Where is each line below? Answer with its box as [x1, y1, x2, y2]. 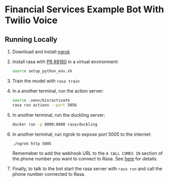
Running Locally [5, 35, 57, 44]
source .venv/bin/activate [12, 98, 70, 103]
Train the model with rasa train [12, 78, 80, 84]
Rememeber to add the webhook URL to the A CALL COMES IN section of [12, 150, 163, 156]
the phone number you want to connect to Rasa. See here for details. [12, 156, 158, 162]
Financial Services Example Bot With [5, 4, 164, 15]
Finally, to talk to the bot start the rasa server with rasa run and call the [12, 166, 162, 172]
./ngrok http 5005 [12, 141, 52, 146]
